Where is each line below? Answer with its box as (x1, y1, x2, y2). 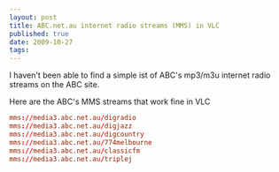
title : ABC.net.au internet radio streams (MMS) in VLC (9, 21, 220, 30)
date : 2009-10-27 (9, 37, 74, 47)
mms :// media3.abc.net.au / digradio (9, 114, 137, 123)
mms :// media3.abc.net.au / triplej (9, 154, 133, 163)
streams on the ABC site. (9, 79, 100, 90)
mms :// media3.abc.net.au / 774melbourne (9, 138, 152, 146)
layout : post (9, 12, 58, 22)
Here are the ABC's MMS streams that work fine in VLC (9, 96, 211, 107)
